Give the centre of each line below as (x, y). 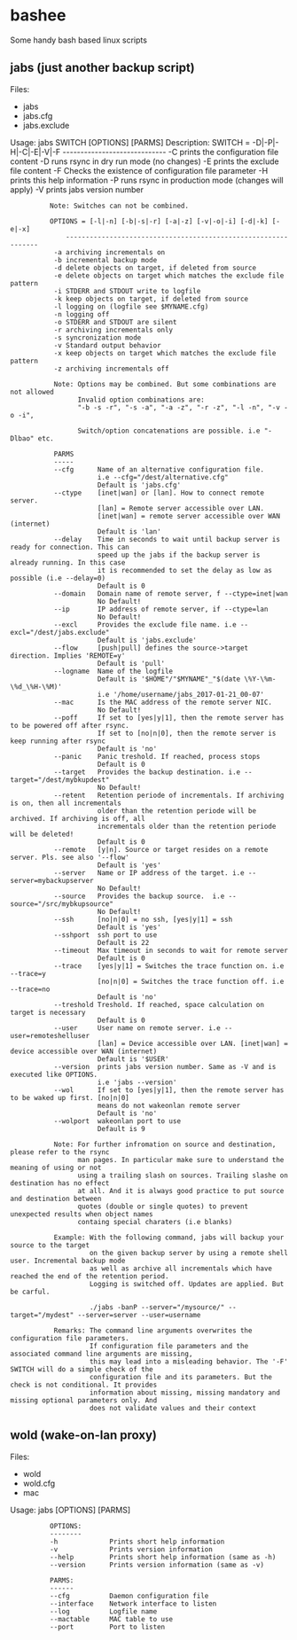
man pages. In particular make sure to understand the (181, 1160)
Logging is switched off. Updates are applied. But (187, 1284)
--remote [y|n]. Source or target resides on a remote (161, 849)
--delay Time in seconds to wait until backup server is (167, 539)
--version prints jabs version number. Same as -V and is (165, 1066)
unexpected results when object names (82, 1214)
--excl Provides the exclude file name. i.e (145, 625)
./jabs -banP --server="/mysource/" (157, 1307)
